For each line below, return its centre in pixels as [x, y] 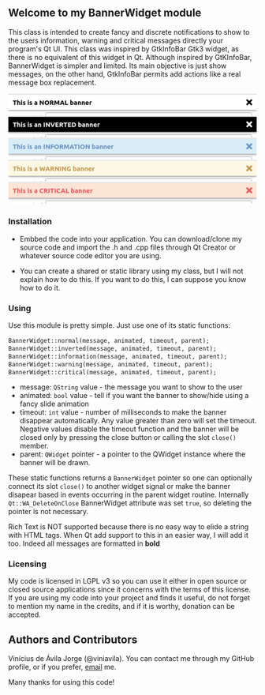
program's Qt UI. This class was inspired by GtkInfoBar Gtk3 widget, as [123, 49]
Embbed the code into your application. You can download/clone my [131, 239]
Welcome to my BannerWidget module [105, 13]
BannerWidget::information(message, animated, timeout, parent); [118, 356]
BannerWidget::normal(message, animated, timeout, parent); [109, 340]
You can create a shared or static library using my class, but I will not [131, 271]
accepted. [24, 614]
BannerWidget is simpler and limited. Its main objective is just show [118, 66]
